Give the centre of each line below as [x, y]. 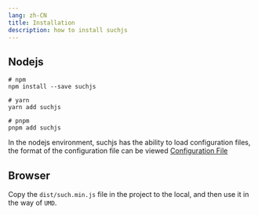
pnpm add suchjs [35, 128]
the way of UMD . [33, 202]
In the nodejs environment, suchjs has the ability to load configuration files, [129, 143]
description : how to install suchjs [68, 30]
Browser [29, 175]
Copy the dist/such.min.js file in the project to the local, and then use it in [129, 194]
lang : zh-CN [27, 15]
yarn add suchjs [35, 107]
